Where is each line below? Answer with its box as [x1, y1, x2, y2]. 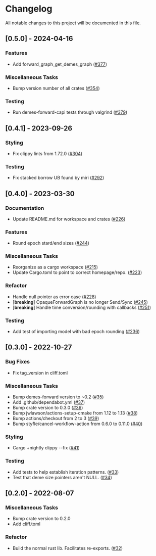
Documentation [5, 204, 44, 211]
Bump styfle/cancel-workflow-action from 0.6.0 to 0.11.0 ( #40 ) [12, 421, 143, 427]
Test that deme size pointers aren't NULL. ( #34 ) [12, 474, 112, 480]
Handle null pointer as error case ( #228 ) [12, 294, 96, 300]
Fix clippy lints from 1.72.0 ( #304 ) [12, 150, 83, 157]
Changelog [5, 3, 53, 15]
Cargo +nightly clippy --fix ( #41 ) [12, 445, 80, 451]
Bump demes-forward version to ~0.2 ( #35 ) [12, 394, 104, 400]
